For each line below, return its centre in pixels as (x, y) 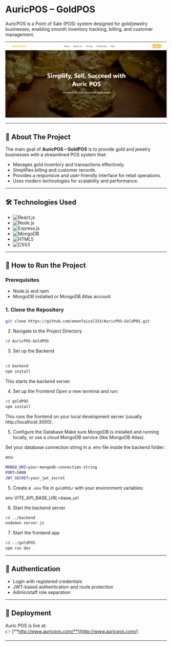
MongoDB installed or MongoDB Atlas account (62, 297)
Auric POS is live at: (26, 626)
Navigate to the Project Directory (47, 331)
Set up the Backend (34, 351)
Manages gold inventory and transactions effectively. (69, 164)
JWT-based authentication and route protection (63, 587)
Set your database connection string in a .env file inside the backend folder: (85, 447)
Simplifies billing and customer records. (55, 170)
